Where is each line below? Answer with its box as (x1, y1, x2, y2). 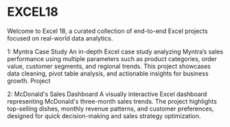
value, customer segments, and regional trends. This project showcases (7, 62, 211, 70)
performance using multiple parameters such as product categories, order (7, 54, 218, 62)
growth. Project (7, 76, 51, 84)
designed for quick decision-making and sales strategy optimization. (7, 111, 201, 120)
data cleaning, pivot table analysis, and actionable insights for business (7, 69, 209, 78)
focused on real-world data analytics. (7, 34, 113, 42)
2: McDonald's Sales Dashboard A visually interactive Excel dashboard (7, 90, 207, 98)
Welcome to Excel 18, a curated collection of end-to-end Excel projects (7, 27, 208, 35)
